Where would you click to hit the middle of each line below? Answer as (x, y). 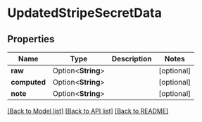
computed (29, 82)
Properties (31, 39)
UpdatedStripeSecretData (84, 13)
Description (132, 59)
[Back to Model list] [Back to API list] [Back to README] (88, 111)
